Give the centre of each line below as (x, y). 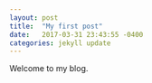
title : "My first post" (56, 26)
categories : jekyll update (60, 43)
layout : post (34, 18)
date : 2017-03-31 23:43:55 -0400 (76, 34)
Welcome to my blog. (49, 69)
